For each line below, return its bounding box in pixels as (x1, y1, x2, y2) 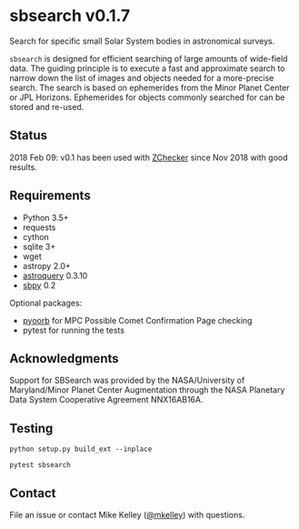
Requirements (9, 188, 91, 204)
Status (9, 128, 48, 144)
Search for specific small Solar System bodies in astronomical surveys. (9, 35, 275, 46)
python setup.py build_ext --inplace (9, 444, 153, 454)
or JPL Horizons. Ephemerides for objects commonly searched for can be (9, 92, 285, 103)
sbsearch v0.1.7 (9, 5, 131, 26)
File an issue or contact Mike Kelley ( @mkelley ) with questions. (9, 510, 245, 520)
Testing (9, 420, 54, 436)
